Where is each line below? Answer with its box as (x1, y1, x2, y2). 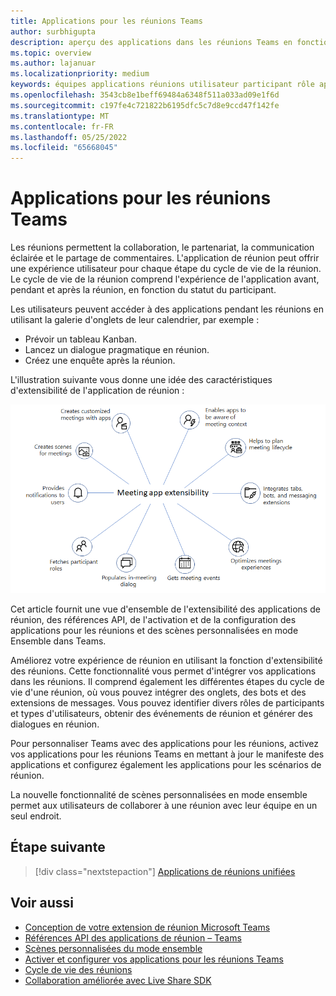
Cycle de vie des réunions (24, 963, 133, 975)
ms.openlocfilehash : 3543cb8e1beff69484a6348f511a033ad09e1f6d (10, 90, 280, 100)
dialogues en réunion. (10, 718, 100, 730)
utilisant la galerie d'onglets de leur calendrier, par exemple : (10, 314, 260, 326)
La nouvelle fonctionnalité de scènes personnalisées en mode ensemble (10, 788, 308, 800)
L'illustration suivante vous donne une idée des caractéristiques (10, 374, 273, 386)
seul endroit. (10, 810, 62, 822)
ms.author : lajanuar (10, 58, 97, 69)
